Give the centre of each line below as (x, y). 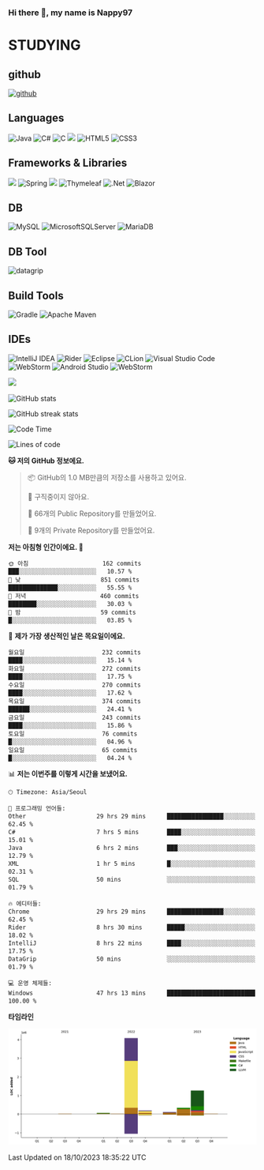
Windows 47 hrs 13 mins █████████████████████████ (132, 993)
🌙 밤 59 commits (72, 612)
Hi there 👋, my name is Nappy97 (70, 13)
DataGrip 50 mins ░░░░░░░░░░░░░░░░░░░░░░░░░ (132, 959)
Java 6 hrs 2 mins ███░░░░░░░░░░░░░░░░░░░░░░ (132, 848)
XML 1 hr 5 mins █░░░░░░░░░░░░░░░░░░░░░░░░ (132, 863)
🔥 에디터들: (25, 904)
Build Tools (36, 295)
